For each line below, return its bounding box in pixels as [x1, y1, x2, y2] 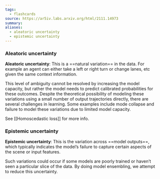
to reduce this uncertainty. [5, 169, 58, 175]
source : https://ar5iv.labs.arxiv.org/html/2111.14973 [5, 16, 119, 21]
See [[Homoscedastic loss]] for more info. [5, 116, 89, 121]
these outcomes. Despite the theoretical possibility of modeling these [5, 91, 144, 97]
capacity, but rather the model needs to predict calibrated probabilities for [5, 86, 153, 92]
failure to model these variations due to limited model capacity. [5, 106, 131, 112]
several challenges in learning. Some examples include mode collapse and [5, 101, 154, 107]
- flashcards [9, 12, 36, 16]
